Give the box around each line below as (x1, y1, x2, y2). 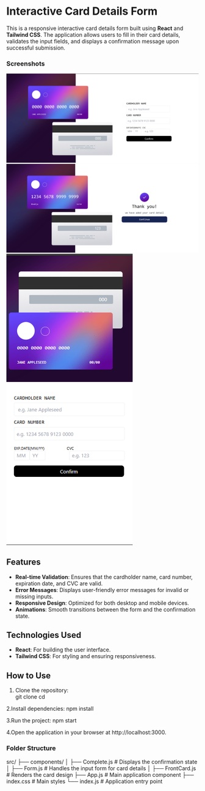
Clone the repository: (15, 687, 69, 694)
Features (6, 557, 41, 568)
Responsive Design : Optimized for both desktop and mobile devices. (15, 599, 189, 607)
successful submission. (6, 44, 66, 51)
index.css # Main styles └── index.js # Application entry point (6, 778, 163, 785)
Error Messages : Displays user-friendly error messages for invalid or (15, 586, 189, 593)
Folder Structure (6, 744, 56, 752)
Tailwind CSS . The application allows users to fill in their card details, (6, 31, 181, 38)
